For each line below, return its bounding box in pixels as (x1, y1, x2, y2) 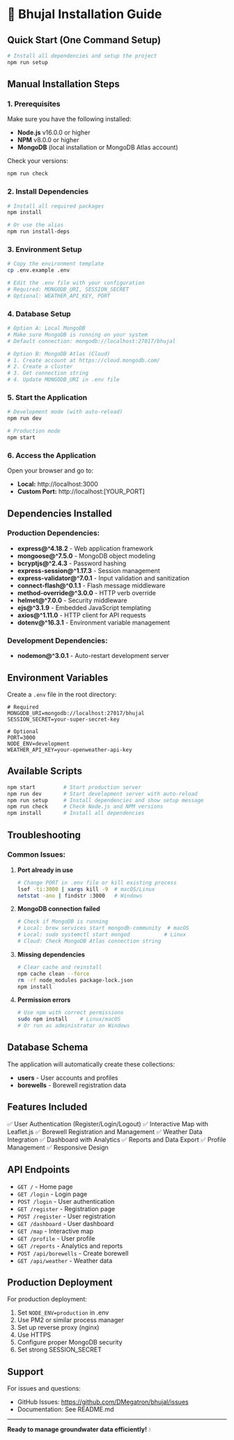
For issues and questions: (7, 1384, 81, 1393)
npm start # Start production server (7, 783, 141, 790)
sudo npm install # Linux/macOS (17, 1016, 121, 1023)
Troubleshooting (7, 829, 81, 841)
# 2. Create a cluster (7, 363, 73, 370)
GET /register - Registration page (17, 1204, 116, 1213)
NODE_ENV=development (7, 740, 70, 747)
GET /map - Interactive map (17, 1227, 94, 1235)
